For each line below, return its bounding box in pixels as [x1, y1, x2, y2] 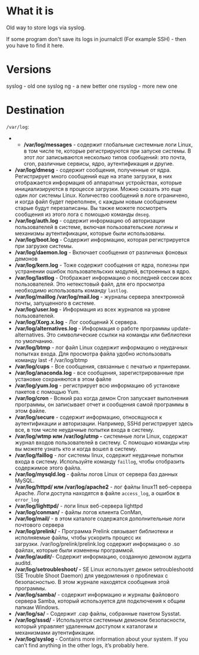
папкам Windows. [14, 604, 60, 611]
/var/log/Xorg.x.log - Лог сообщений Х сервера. [14, 318, 138, 326]
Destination [6, 103, 65, 117]
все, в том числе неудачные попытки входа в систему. [14, 426, 154, 433]
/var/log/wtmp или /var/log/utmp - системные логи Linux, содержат [14, 432, 188, 440]
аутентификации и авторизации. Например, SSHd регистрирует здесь [14, 419, 194, 427]
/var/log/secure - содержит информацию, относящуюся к [14, 413, 162, 421]
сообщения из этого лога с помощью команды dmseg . [14, 211, 150, 218]
